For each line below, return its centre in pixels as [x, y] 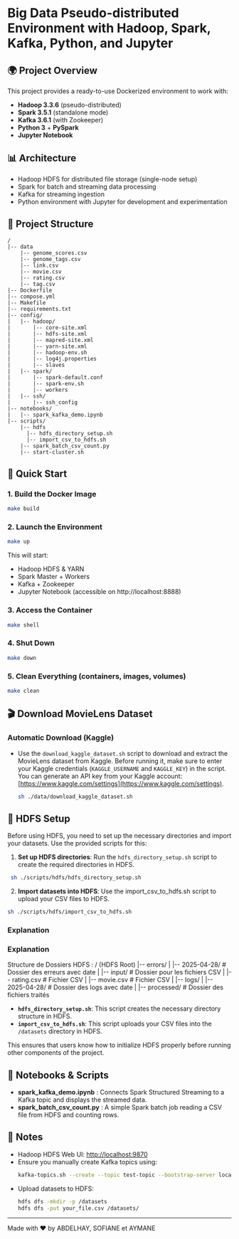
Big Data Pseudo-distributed [93, 13]
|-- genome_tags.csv [51, 259]
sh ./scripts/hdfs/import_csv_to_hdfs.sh [70, 912]
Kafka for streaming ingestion [61, 194]
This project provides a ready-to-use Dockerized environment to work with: [118, 91]
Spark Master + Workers [54, 577]
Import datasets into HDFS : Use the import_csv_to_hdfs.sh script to [117, 891]
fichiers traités [28, 995]
